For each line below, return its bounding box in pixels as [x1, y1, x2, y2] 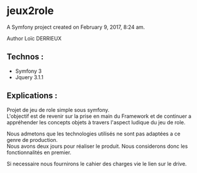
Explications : [6, 91, 58, 101]
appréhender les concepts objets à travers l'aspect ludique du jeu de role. [6, 118, 186, 125]
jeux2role [6, 4, 54, 18]
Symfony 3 [15, 67, 42, 74]
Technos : [6, 52, 44, 62]
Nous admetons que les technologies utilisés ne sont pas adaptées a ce [6, 130, 181, 137]
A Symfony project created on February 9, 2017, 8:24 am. [6, 23, 145, 30]
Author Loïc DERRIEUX [6, 35, 62, 42]
